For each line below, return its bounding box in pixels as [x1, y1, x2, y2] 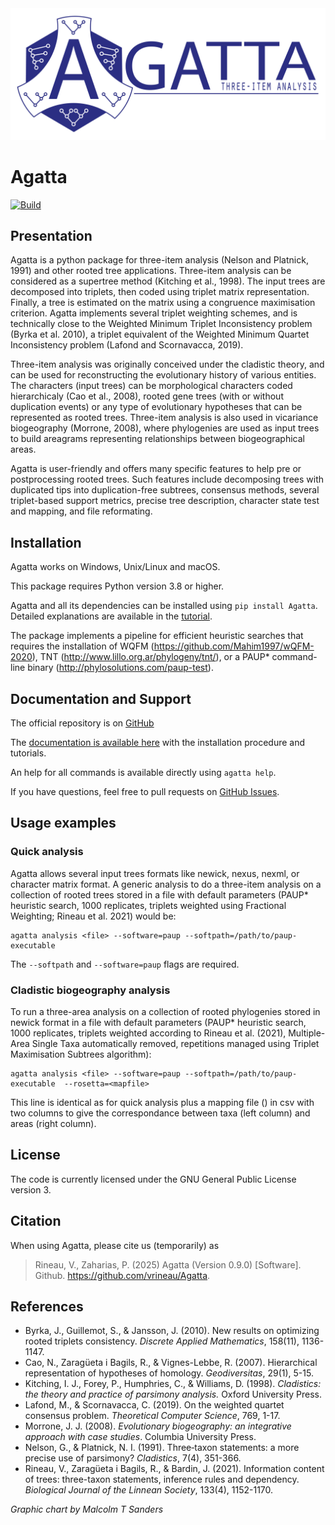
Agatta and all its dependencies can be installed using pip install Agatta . [10, 600, 318, 612]
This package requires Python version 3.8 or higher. [10, 580, 225, 592]
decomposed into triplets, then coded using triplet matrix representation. [10, 286, 310, 298]
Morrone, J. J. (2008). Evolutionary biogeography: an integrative [24, 1420, 292, 1432]
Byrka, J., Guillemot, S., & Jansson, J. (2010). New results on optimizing [24, 1325, 320, 1337]
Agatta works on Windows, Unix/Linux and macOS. [10, 561, 221, 573]
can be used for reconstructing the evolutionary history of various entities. [10, 369, 317, 381]
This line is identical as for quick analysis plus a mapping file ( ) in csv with [10, 1097, 315, 1109]
